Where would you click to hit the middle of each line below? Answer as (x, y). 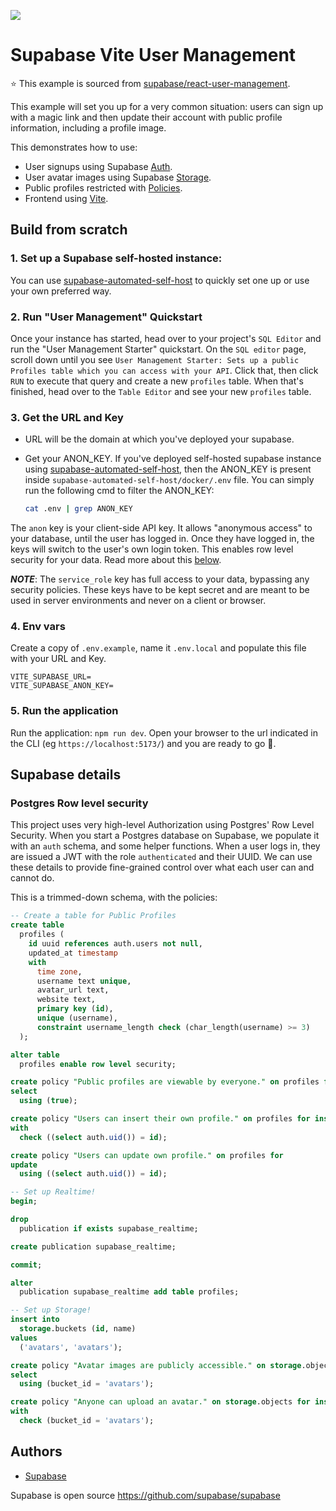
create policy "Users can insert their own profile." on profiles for (160, 1119)
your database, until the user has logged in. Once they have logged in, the (162, 539)
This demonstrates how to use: (74, 147)
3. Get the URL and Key (67, 417)
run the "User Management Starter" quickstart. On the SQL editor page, (158, 349)
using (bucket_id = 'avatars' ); (87, 1384)
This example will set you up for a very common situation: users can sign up (167, 106)
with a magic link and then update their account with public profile (146, 117)
